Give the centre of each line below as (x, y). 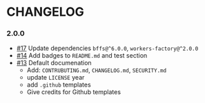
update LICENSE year (56, 78)
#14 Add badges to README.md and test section (82, 56)
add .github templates (59, 85)
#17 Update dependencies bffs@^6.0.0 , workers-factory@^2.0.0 (107, 48)
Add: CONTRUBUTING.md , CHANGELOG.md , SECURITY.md (97, 70)
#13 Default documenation (54, 63)
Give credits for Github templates (74, 92)
